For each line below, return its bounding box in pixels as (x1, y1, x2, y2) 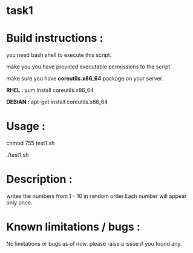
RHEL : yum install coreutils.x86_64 (6, 87, 94, 94)
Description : (6, 172, 73, 186)
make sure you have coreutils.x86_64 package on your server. (6, 75, 164, 82)
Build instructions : (6, 31, 103, 45)
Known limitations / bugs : (6, 220, 140, 234)
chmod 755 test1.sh (6, 140, 55, 147)
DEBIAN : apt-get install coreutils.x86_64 (6, 98, 108, 106)
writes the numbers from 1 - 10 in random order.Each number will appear (6, 192, 187, 200)
